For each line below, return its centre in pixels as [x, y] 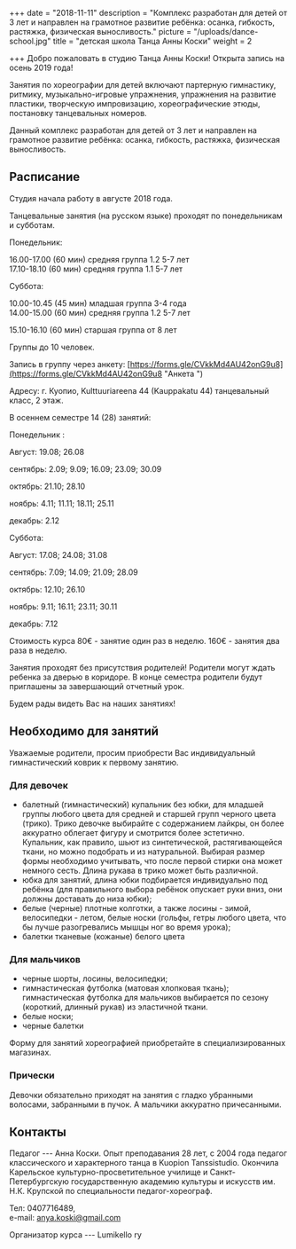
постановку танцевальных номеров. [78, 113]
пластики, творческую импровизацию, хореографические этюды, [135, 104]
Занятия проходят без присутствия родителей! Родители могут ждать [142, 667]
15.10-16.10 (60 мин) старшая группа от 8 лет [93, 330]
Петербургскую [39, 1182]
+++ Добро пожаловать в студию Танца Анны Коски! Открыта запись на [147, 58]
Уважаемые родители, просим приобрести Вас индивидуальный [132, 752]
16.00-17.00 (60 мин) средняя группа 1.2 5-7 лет [99, 259]
